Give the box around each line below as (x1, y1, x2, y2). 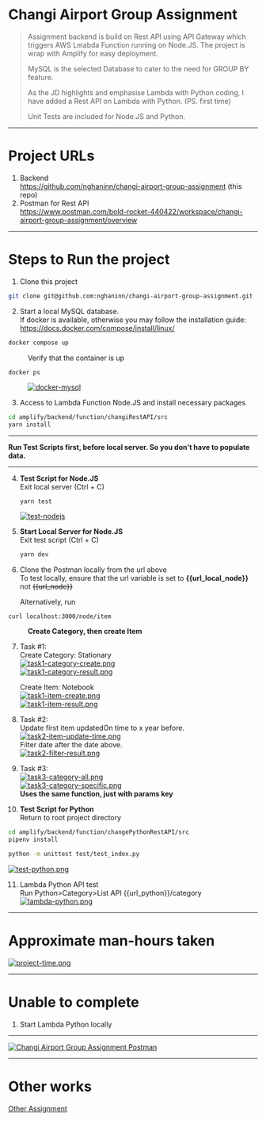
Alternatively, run (19, 597, 76, 607)
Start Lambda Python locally (19, 1019, 112, 1029)
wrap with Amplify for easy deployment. (27, 48, 158, 58)
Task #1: (19, 642, 47, 651)
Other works (8, 1077, 93, 1096)
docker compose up (8, 339, 69, 347)
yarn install (8, 420, 51, 429)
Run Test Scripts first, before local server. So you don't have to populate (8, 443, 250, 452)
